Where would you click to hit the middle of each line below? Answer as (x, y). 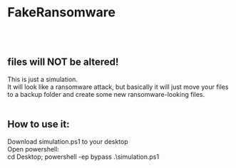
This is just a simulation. (43, 79)
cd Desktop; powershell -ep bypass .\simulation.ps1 (83, 157)
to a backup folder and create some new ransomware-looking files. (106, 94)
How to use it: (39, 124)
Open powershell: (33, 149)
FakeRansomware (62, 12)
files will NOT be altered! (63, 62)
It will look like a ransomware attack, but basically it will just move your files (118, 87)
